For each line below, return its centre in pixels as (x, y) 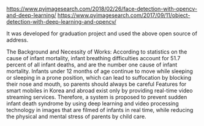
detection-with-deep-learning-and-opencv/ (61, 22)
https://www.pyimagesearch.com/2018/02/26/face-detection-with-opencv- (102, 9)
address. (17, 40)
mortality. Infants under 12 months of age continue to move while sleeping (100, 71)
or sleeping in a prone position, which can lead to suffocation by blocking (99, 78)
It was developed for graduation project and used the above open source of (102, 33)
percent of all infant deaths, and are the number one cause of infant (92, 65)
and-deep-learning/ (31, 15)
